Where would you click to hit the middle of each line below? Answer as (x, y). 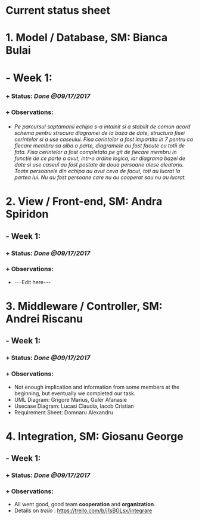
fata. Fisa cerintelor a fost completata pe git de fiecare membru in (95, 152)
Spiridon (27, 214)
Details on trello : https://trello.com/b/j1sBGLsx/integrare (83, 510)
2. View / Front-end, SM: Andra (84, 201)
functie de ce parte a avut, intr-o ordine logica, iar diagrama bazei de (100, 158)
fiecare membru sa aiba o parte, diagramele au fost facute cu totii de (99, 146)
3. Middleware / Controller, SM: (84, 306)
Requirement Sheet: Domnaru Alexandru (64, 412)
